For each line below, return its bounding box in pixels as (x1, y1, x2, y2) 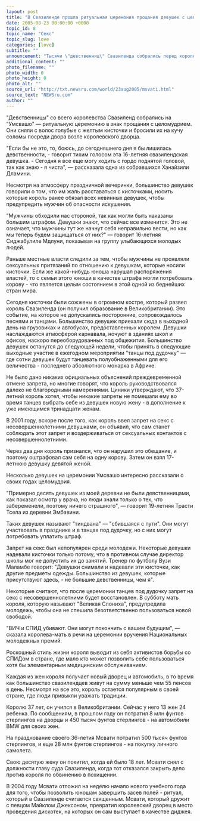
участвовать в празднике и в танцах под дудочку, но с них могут (6, 526, 172, 533)
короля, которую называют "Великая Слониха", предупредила (6, 600, 166, 607)
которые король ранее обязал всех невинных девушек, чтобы (6, 194, 165, 201)
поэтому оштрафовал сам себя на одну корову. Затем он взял (6, 453, 165, 461)
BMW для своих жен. (6, 723, 60, 730)
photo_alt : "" (6, 81, 42, 87)
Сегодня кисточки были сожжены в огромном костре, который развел (6, 298, 187, 305)
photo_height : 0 (6, 75, 46, 81)
